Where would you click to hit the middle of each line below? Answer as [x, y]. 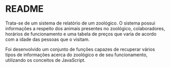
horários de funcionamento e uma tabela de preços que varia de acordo [81, 34]
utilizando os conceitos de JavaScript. [45, 60]
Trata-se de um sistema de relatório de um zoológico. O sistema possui [80, 23]
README [25, 9]
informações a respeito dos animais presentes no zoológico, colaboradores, [85, 28]
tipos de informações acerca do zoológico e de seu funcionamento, [77, 55]
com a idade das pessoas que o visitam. [48, 39]
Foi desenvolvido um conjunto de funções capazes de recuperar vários [80, 49]
